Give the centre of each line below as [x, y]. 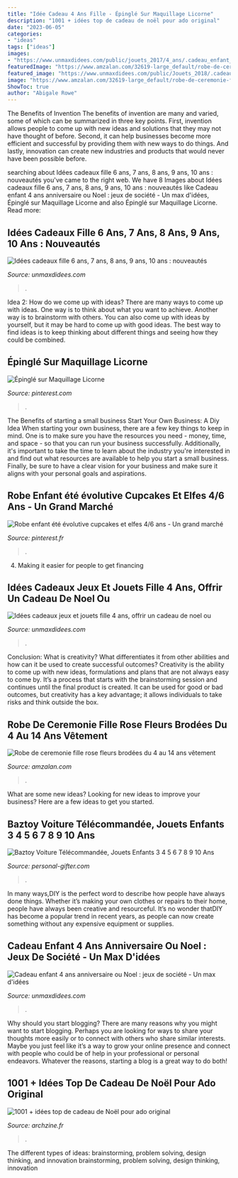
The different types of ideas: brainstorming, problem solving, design [107, 1152]
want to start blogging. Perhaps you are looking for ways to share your [110, 1030]
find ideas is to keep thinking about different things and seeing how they [113, 332]
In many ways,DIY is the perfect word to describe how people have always [116, 893]
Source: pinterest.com [40, 393]
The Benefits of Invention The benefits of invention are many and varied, [113, 114]
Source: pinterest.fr [36, 538]
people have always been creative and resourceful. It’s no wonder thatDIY [115, 909]
